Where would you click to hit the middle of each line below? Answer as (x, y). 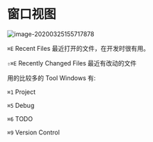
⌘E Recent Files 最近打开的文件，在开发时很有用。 (78, 48)
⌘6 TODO (20, 118)
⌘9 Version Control (34, 132)
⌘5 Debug (21, 105)
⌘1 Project (22, 92)
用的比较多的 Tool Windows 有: (51, 78)
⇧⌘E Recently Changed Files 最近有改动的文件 (72, 63)
